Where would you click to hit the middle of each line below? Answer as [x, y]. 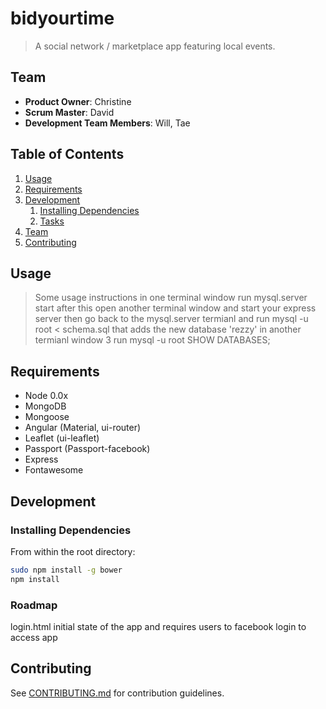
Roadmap [34, 605]
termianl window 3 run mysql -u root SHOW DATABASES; [152, 340]
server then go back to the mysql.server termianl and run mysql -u [171, 319]
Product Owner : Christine [78, 101]
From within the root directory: [73, 551]
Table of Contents [67, 154]
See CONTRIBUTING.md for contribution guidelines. [117, 693]
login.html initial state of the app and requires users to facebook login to [158, 626]
